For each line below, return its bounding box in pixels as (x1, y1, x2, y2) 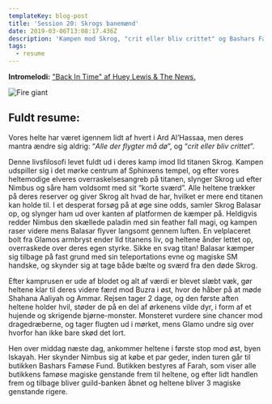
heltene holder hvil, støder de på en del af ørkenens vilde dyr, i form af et (8, 302, 253, 312)
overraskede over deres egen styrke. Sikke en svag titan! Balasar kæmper (8, 243, 255, 252)
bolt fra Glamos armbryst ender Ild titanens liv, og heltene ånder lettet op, (8, 234, 253, 244)
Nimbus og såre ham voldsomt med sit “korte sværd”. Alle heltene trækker (8, 183, 256, 192)
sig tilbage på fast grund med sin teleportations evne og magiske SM (8, 251, 238, 261)
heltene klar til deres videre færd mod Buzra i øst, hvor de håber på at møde (8, 285, 261, 294)
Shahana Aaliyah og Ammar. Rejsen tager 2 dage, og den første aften (8, 293, 239, 303)
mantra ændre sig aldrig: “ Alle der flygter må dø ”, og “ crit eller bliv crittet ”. (8, 141, 255, 151)
